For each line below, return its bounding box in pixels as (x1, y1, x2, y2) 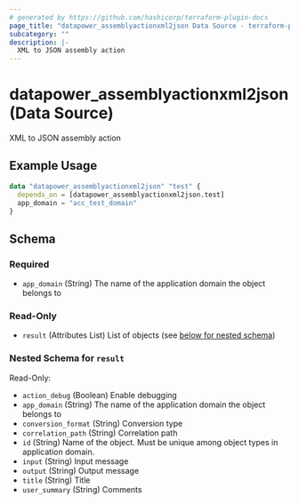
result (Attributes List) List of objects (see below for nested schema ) (21, 330, 276, 340)
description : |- (9, 37, 69, 47)
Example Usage (9, 158, 98, 173)
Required (9, 258, 50, 270)
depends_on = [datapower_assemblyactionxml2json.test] (17, 190, 225, 199)
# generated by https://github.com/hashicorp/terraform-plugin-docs (9, 12, 269, 22)
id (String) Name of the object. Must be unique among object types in (21, 436, 279, 447)
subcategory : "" (9, 29, 69, 38)
